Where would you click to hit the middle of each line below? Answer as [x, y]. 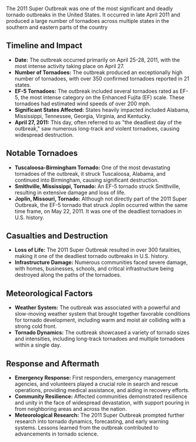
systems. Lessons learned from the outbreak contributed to [86, 428]
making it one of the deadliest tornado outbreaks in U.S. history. [92, 256]
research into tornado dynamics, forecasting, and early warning [92, 421]
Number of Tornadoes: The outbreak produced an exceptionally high [99, 72]
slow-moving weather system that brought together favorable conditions [102, 314]
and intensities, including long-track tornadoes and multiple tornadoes [99, 339]
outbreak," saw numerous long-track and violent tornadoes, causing [97, 128]
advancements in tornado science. [56, 434]
